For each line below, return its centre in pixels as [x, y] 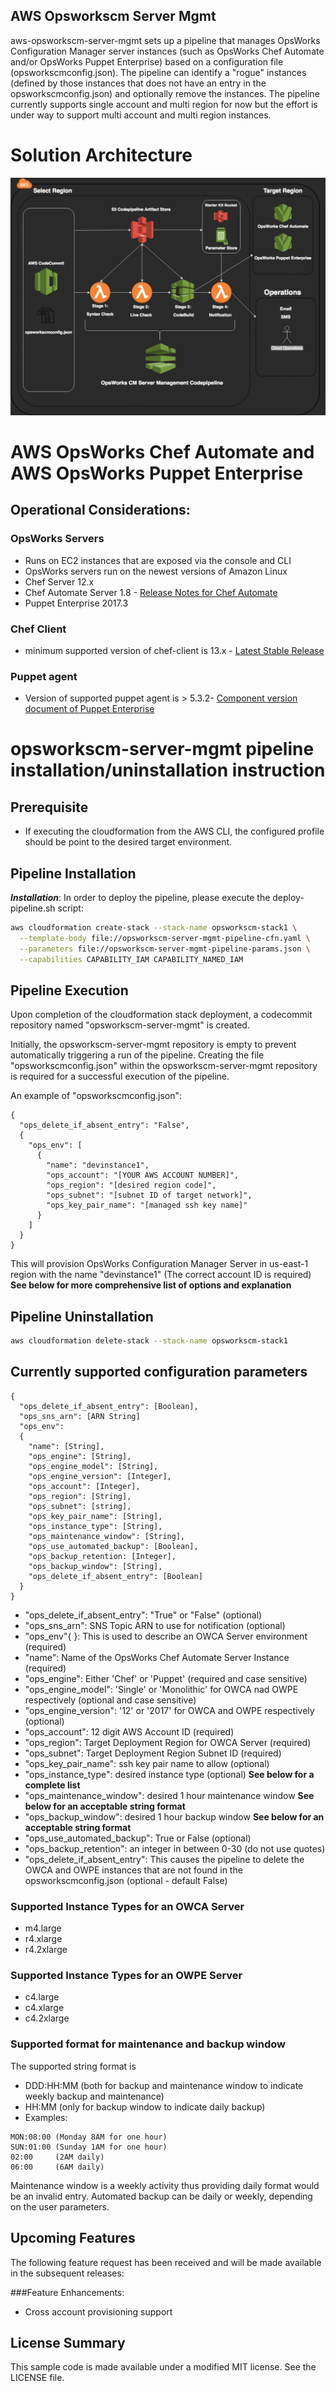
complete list [52, 1785]
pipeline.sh [33, 908]
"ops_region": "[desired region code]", [131, 1185]
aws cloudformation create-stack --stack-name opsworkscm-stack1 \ [154, 928]
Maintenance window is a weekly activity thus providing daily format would [165, 2185]
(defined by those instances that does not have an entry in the [138, 83]
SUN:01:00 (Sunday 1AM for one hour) [89, 2147]
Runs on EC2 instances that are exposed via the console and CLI [158, 560]
